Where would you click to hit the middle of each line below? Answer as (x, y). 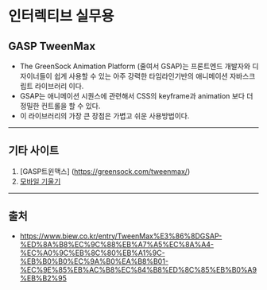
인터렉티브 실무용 (61, 16)
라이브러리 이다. (59, 86)
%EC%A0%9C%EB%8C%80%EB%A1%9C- (92, 253)
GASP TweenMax (52, 46)
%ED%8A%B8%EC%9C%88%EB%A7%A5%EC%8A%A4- (117, 244)
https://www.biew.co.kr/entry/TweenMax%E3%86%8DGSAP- (121, 236)
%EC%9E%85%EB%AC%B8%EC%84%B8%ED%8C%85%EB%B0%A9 (138, 269)
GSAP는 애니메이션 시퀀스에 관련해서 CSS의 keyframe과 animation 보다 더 (136, 96)
